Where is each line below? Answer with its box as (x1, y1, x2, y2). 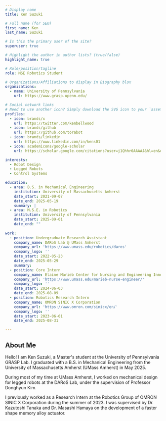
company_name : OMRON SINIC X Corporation (14, 300, 100, 305)
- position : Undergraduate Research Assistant (9, 235, 107, 240)
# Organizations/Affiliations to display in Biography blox (5, 80, 132, 85)
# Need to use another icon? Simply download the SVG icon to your (5, 107, 147, 112)
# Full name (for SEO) (5, 21, 52, 26)
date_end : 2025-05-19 (14, 199, 58, 204)
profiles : (5, 111, 26, 116)
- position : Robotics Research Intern (9, 295, 90, 300)
